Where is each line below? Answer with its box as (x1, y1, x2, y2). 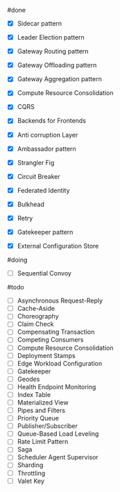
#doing (7, 256, 28, 264)
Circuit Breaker (17, 172, 60, 180)
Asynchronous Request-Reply (17, 296, 103, 305)
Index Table (17, 390, 51, 398)
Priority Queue (17, 414, 59, 423)
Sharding (17, 461, 44, 469)
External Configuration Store (17, 242, 99, 250)
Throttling (17, 468, 46, 477)
